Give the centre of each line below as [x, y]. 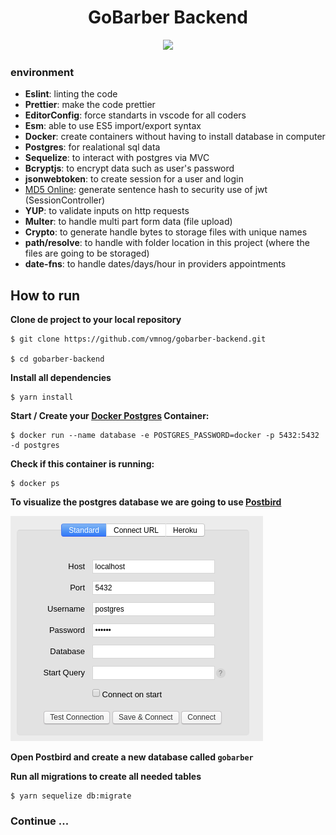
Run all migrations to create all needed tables [106, 777]
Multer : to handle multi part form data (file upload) [128, 222]
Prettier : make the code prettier [90, 105]
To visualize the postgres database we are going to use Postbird [146, 502]
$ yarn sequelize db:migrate [71, 796]
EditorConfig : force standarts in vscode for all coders [135, 115]
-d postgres [35, 446]
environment [42, 72]
